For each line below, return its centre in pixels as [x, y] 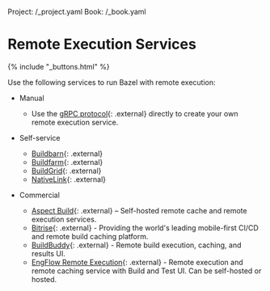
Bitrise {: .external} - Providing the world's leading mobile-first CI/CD [145, 228]
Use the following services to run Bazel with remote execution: [112, 82]
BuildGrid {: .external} [66, 171]
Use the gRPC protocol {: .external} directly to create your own [135, 113]
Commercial [39, 195]
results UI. [49, 253]
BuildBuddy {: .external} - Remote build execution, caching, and [136, 245]
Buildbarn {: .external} [67, 154]
